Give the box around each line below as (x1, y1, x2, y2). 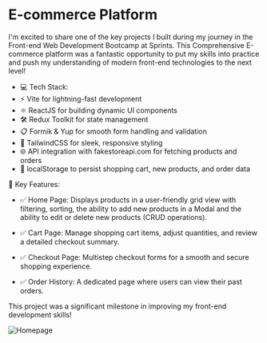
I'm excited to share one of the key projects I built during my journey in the (8, 32, 253, 42)
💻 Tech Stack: (19, 82, 69, 91)
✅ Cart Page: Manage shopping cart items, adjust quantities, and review (19, 228, 258, 237)
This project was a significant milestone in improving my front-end (8, 301, 227, 311)
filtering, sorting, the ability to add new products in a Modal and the (19, 204, 242, 213)
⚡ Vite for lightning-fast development (19, 94, 142, 103)
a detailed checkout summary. (19, 237, 120, 246)
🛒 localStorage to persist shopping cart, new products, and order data (19, 164, 250, 173)
